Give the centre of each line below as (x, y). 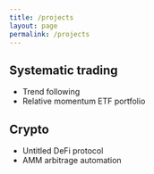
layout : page (34, 26)
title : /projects (42, 17)
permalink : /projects (50, 34)
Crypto (29, 129)
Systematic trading (64, 70)
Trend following (51, 92)
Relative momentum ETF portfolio (84, 101)
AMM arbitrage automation (72, 160)
